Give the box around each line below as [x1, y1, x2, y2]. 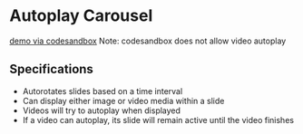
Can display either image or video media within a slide [22, 95, 225, 106]
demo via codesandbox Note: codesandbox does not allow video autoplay [9, 35, 287, 46]
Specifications [9, 62, 93, 77]
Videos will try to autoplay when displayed [22, 105, 181, 116]
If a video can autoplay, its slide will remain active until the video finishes [22, 114, 295, 125]
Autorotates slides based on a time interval [22, 85, 183, 96]
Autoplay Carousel [9, 5, 153, 26]
